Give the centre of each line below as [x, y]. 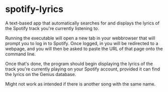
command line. [21, 54]
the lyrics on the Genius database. [41, 74]
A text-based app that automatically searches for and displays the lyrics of [82, 23]
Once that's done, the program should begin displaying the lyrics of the [79, 63]
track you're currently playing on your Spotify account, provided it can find [82, 69]
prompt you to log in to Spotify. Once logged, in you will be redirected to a [82, 43]
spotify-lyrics [34, 9]
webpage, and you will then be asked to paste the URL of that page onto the [84, 48]
